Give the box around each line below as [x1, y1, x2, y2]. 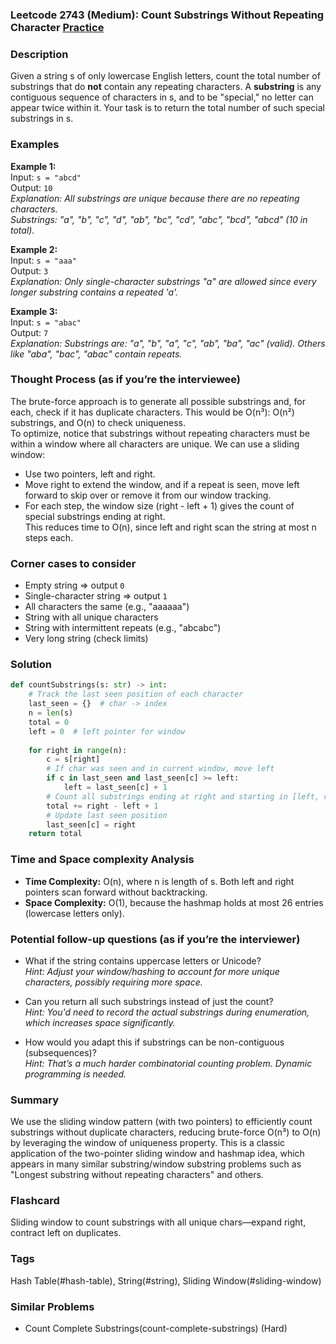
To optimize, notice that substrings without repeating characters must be [10, 427, 310, 439]
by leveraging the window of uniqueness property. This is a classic [10, 1137, 286, 1149]
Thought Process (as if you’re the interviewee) [10, 373, 242, 387]
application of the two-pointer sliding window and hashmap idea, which [10, 1148, 305, 1160]
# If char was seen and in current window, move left [46, 764, 275, 774]
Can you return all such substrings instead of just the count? [24, 995, 274, 1007]
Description [10, 47, 69, 61]
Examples [10, 138, 60, 152]
